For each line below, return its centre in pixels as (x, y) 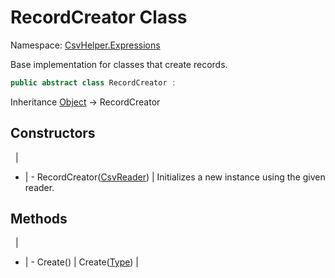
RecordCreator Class (99, 17)
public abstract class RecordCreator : (93, 82)
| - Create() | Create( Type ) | (81, 262)
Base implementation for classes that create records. (119, 64)
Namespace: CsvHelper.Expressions (85, 45)
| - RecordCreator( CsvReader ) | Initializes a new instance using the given (175, 177)
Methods (39, 219)
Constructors (53, 133)
